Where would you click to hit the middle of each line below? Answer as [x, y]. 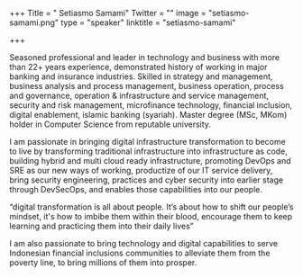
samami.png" [34, 22]
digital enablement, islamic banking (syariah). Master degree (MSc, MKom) [148, 115]
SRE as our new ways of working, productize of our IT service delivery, [141, 170]
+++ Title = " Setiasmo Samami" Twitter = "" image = [108, 13]
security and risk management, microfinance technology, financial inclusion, [151, 105]
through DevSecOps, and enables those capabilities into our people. [136, 189]
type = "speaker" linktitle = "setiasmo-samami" [148, 22]
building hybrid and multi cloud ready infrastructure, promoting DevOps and [150, 161]
